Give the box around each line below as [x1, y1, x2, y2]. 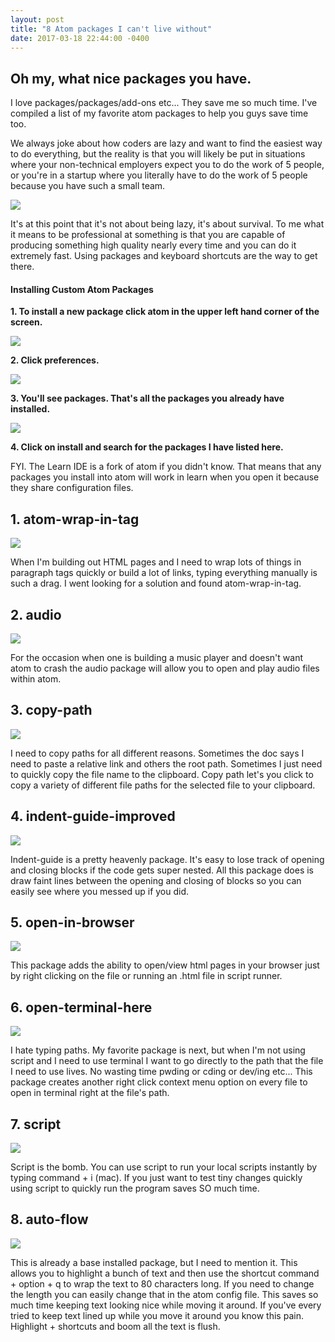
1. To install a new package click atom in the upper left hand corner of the [10, 306, 320, 318]
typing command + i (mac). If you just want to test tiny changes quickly [10, 1172, 303, 1184]
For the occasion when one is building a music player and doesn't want [10, 652, 303, 664]
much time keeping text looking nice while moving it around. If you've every [10, 1299, 322, 1311]
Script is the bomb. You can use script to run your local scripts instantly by [10, 1161, 318, 1173]
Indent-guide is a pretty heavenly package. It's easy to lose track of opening [10, 853, 325, 865]
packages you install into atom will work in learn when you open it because [10, 471, 320, 483]
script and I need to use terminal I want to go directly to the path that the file [10, 1055, 324, 1067]
